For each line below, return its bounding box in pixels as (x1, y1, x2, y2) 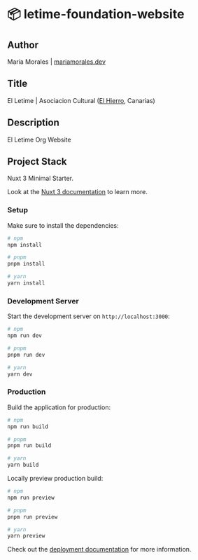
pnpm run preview (7, 513, 58, 520)
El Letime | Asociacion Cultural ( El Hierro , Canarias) (7, 96, 155, 104)
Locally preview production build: (7, 474, 104, 483)
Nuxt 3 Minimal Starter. (7, 174, 74, 183)
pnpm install (7, 261, 45, 268)
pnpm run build (7, 442, 52, 449)
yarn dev (7, 370, 33, 378)
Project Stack (7, 156, 68, 168)
